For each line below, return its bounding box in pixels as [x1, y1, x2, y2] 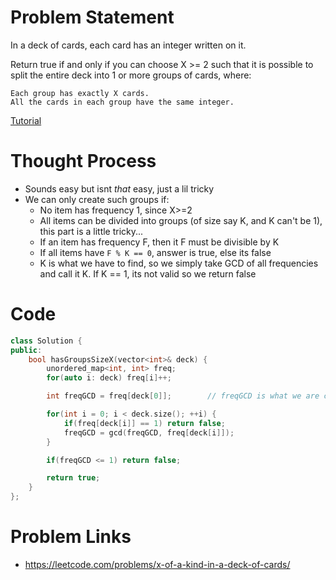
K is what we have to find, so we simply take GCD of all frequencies [39, 257, 319, 269]
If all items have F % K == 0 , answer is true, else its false [39, 246, 272, 258]
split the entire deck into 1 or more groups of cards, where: [10, 69, 252, 81]
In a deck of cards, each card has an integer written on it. [10, 39, 247, 51]
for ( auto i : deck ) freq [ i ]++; [46, 373, 172, 383]
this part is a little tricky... [39, 225, 144, 237]
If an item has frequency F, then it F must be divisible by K [39, 236, 280, 248]
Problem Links [10, 526, 132, 548]
